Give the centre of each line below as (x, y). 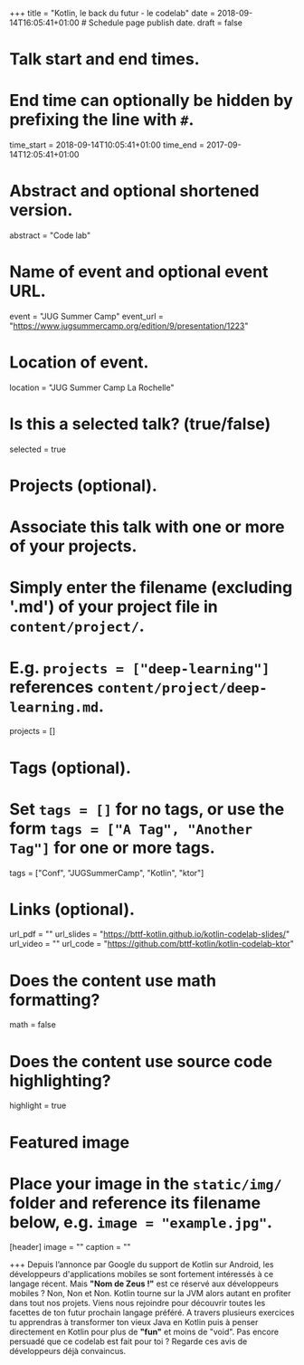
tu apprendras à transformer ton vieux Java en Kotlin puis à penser (134, 1322)
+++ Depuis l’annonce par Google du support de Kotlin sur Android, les (142, 1265)
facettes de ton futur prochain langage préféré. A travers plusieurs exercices (152, 1312)
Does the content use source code (141, 1061)
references (52, 687)
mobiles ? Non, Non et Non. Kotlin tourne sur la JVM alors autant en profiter (150, 1293)
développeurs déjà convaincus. (68, 1351)
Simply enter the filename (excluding (151, 588)
